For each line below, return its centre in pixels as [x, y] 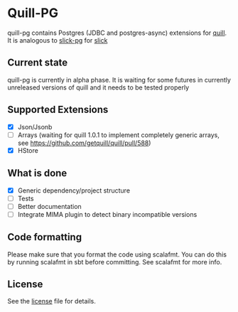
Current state [38, 63]
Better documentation [49, 206]
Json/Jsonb [35, 127]
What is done [37, 173]
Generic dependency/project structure [74, 190]
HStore [28, 150]
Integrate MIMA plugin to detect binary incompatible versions [107, 214]
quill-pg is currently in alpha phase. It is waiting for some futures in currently [119, 80]
